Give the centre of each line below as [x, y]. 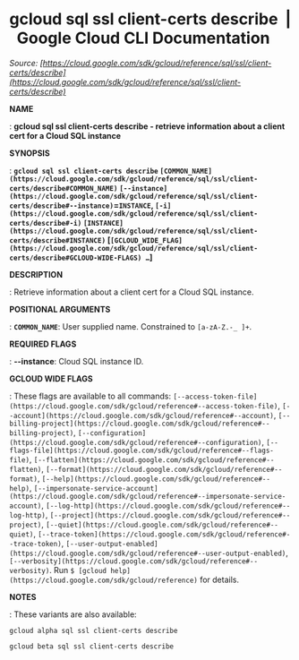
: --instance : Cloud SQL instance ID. [77, 361]
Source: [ [26, 63]
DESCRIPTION [36, 274]
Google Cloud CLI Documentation [143, 38]
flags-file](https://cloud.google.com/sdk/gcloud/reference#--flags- [142, 450]
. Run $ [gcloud [78, 570]
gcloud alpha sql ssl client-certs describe [94, 630]
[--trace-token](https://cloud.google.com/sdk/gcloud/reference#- [164, 534]
